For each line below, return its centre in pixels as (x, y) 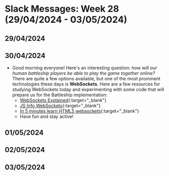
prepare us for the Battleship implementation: (60, 95)
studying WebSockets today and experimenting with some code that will (88, 90)
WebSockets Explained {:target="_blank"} (63, 100)
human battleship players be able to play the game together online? (83, 73)
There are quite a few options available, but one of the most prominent (86, 79)
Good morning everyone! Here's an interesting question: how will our (84, 68)
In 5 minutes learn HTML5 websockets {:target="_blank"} (79, 111)
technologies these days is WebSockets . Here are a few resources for (86, 84)
